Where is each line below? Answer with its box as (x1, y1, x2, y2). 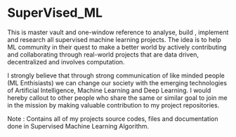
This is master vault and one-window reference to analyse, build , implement (7, 28, 229, 36)
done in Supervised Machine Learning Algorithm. (7, 122, 150, 130)
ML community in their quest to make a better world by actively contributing (7, 43, 227, 51)
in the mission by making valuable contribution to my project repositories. (7, 101, 220, 109)
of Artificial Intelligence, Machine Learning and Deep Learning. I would (7, 86, 211, 94)
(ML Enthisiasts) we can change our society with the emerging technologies (7, 78, 227, 87)
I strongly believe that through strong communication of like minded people (7, 71, 225, 80)
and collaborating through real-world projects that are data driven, (7, 50, 199, 59)
